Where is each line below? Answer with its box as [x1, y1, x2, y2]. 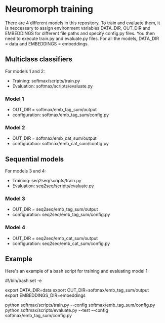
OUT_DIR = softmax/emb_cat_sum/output [12, 135, 97, 141]
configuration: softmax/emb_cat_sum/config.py [12, 141, 109, 147]
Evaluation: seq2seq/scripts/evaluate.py [12, 183, 94, 189]
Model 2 [5, 124, 25, 131]
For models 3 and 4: [5, 168, 46, 174]
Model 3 [5, 195, 26, 202]
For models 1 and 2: [5, 68, 45, 74]
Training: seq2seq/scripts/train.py [12, 178, 82, 184]
